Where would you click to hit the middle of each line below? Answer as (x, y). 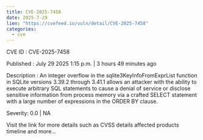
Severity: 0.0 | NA (28, 113)
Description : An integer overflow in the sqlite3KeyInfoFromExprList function (102, 75)
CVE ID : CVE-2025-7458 (38, 52)
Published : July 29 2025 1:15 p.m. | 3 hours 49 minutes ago (81, 64)
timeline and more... (31, 131)
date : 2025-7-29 (27, 18)
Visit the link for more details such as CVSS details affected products (93, 125)
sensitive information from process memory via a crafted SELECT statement (101, 95)
